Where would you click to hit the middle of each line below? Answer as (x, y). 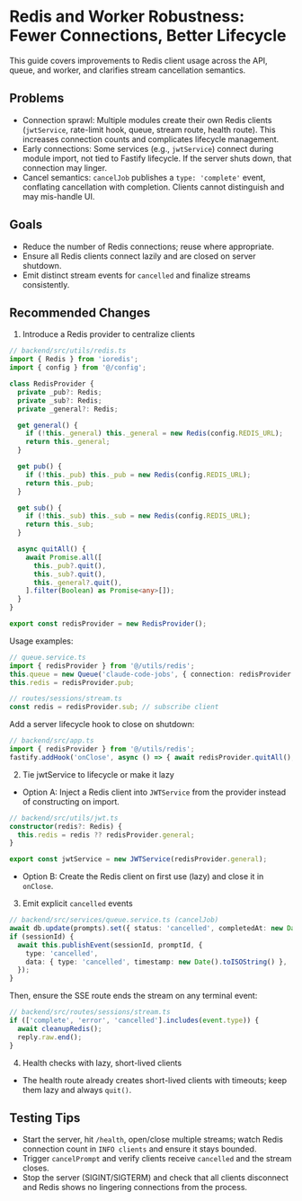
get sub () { (40, 508)
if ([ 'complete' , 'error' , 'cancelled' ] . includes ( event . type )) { (134, 1020)
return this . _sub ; (60, 525)
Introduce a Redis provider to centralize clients (109, 334)
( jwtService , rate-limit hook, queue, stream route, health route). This (149, 129)
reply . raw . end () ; (50, 1037)
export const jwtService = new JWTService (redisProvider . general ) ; (138, 859)
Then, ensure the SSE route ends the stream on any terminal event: (133, 996)
